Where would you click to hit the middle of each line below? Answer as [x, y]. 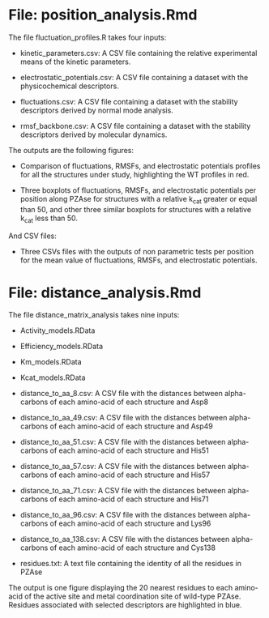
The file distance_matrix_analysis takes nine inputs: [94, 315]
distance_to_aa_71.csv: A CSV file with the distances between [123, 491]
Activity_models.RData [58, 330]
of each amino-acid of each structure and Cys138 [133, 548]
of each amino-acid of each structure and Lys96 [130, 523]
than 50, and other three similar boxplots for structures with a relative [136, 209]
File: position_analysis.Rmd [103, 15]
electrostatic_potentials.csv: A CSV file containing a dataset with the [134, 77]
